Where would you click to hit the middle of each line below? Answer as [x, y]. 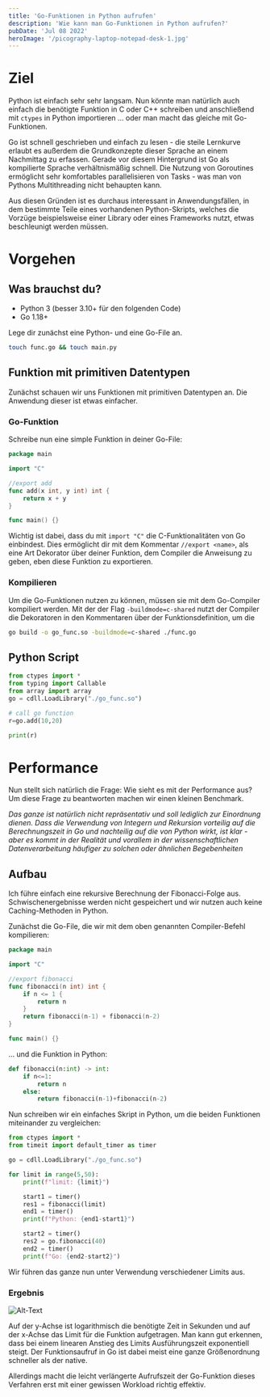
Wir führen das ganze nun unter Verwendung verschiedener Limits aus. [127, 1272]
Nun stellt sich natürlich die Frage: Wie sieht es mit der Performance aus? [130, 790]
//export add [30, 483]
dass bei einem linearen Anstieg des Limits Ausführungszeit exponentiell [129, 1343]
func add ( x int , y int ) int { [59, 491]
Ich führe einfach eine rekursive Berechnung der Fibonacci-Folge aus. [125, 893]
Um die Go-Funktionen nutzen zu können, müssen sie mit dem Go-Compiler [134, 600]
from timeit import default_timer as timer [83, 1146]
